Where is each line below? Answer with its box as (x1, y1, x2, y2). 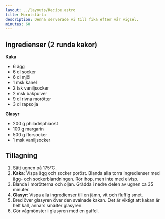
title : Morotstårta (5, 12, 46, 17)
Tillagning (5, 151, 38, 160)
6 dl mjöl (12, 74, 31, 80)
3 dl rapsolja (12, 101, 39, 107)
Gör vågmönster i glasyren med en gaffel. (12, 208, 99, 214)
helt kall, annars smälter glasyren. (12, 202, 83, 208)
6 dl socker (12, 69, 36, 75)
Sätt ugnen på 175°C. (12, 165, 57, 171)
